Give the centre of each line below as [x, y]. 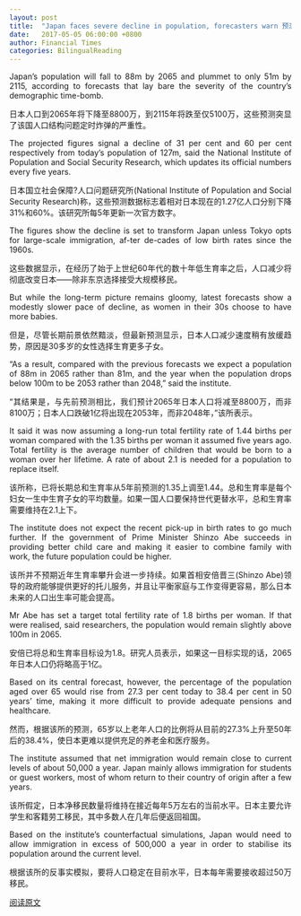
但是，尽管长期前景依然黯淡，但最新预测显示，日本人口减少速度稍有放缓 [146, 335]
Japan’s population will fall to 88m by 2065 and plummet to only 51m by [150, 76]
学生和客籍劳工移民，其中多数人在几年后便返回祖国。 [107, 816]
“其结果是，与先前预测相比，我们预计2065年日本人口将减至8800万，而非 [150, 402]
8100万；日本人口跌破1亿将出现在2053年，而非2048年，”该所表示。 [133, 413]
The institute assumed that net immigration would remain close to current [150, 758]
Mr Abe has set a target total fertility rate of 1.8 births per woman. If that [150, 615]
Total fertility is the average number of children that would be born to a [150, 450]
